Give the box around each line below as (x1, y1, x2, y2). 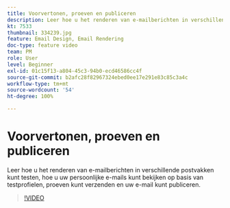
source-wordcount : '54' (7, 86, 75, 93)
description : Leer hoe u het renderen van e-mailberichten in (7, 16, 188, 23)
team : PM (7, 49, 32, 56)
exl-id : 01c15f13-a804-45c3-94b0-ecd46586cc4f (7, 67, 142, 74)
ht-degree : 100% (7, 93, 53, 100)
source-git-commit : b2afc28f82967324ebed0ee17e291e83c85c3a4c (7, 73, 188, 81)
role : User (7, 55, 38, 62)
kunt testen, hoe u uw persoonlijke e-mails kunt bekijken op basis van (7, 173, 204, 181)
